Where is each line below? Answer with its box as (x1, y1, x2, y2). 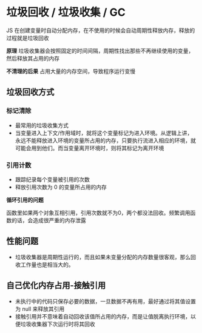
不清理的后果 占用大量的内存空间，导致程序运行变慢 (6, 67, 135, 74)
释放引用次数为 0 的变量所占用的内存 (15, 183, 107, 191)
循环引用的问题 (6, 196, 44, 203)
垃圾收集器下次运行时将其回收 (20, 320, 95, 328)
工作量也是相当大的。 (20, 261, 74, 268)
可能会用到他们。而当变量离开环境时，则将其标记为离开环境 (15, 144, 164, 151)
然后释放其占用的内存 (6, 54, 59, 62)
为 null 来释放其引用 (15, 305, 65, 312)
